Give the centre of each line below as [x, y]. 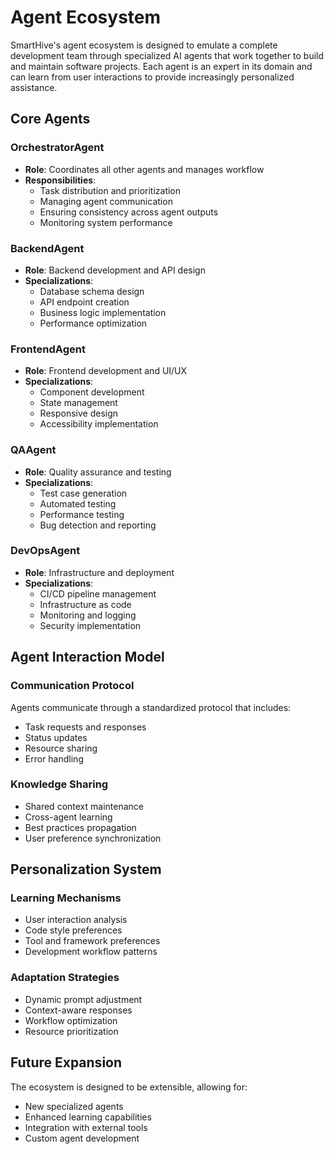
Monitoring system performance [106, 222]
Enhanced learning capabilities [88, 1117]
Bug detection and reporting [98, 525]
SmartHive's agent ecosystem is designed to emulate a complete [144, 45]
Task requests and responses [85, 727]
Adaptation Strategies [65, 978]
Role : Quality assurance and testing [98, 472]
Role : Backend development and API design [115, 270]
